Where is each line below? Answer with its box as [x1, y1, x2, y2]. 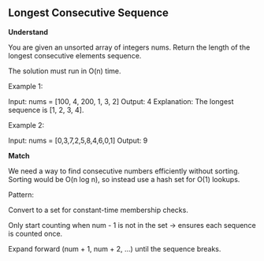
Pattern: [8, 189, 34, 199]
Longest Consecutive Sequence [8, 6, 169, 20]
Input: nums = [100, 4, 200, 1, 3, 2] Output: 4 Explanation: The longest [8, 96, 234, 106]
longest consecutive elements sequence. [8, 50, 142, 60]
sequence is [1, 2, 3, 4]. [8, 105, 84, 114]
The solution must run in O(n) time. [8, 66, 121, 76]
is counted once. [8, 229, 63, 238]
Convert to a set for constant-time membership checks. [8, 205, 189, 214]
